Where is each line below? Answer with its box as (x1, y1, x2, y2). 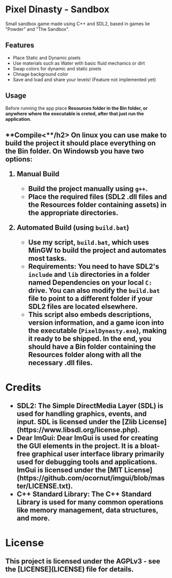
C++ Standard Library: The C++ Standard (16, 490, 152, 499)
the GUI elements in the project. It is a (16, 442, 139, 451)
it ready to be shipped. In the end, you (28, 334, 151, 343)
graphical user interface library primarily (31, 450, 165, 458)
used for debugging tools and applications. (16, 458, 158, 467)
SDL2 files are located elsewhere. (28, 302, 138, 311)
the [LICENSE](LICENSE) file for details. (5, 565, 134, 574)
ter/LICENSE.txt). (16, 482, 73, 491)
